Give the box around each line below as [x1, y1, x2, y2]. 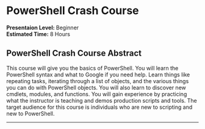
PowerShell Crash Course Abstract [6, 48, 142, 59]
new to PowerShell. [6, 109, 55, 117]
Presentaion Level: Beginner [6, 24, 79, 31]
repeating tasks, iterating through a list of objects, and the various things [6, 77, 189, 84]
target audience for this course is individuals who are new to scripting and [6, 103, 193, 111]
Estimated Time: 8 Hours [6, 30, 70, 37]
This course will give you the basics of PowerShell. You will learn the [6, 64, 179, 72]
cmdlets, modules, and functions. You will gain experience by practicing [6, 90, 187, 98]
